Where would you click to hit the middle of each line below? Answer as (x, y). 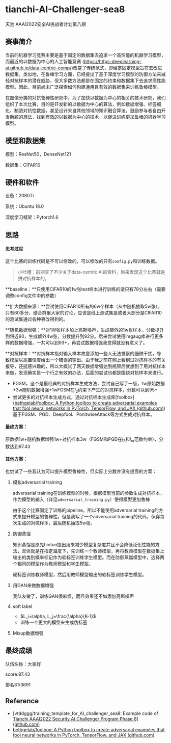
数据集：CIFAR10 (23, 165)
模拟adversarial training (37, 482)
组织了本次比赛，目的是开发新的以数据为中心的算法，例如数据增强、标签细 (83, 104)
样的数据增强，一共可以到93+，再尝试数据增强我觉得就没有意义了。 (76, 342)
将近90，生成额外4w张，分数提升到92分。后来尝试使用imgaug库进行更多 (87, 336)
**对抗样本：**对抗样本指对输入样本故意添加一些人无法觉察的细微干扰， (81, 353)
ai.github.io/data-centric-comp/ (38, 68)
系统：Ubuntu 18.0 (25, 206)
